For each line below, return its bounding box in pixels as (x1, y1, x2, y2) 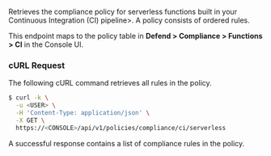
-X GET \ (15, 116, 45, 124)
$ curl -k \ (8, 94, 49, 102)
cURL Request (8, 60, 66, 71)
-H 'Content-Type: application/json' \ (15, 109, 150, 117)
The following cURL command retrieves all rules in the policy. (8, 78, 212, 88)
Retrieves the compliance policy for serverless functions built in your (8, 7, 237, 16)
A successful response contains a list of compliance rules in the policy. (8, 138, 245, 148)
